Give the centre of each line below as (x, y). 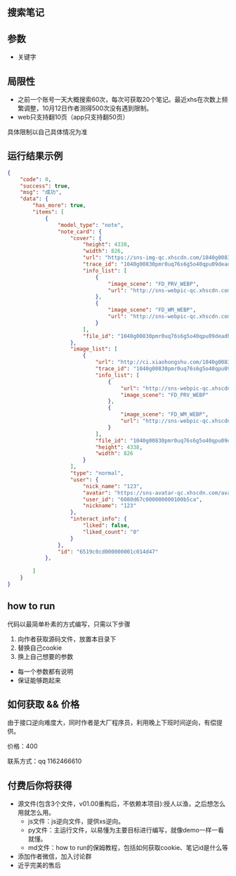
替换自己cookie (39, 648)
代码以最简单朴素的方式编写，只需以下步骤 (69, 624)
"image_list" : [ (94, 349)
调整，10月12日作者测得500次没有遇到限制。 (88, 108)
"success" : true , (45, 186)
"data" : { (34, 199)
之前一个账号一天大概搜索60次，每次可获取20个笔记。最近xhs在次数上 (119, 100)
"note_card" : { (79, 231)
